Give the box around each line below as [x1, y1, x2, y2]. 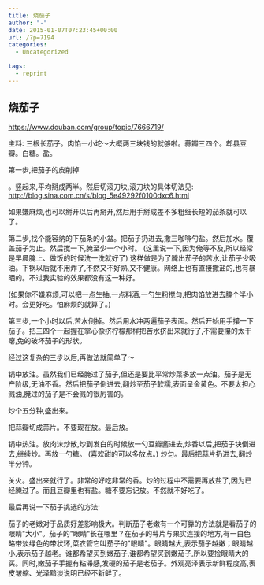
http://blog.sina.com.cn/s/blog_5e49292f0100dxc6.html [8, 191, 190, 200]
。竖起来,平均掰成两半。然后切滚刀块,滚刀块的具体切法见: [8, 182, 195, 191]
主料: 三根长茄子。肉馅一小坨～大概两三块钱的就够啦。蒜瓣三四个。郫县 [8, 139, 240, 148]
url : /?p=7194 [8, 33, 55, 42]
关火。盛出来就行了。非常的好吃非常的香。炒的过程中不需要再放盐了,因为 [8, 476, 246, 485]
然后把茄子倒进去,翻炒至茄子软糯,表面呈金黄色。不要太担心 [65, 379, 256, 388]
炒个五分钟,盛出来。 [8, 405, 73, 415]
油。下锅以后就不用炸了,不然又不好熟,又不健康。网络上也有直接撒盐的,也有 [8, 263, 250, 272]
